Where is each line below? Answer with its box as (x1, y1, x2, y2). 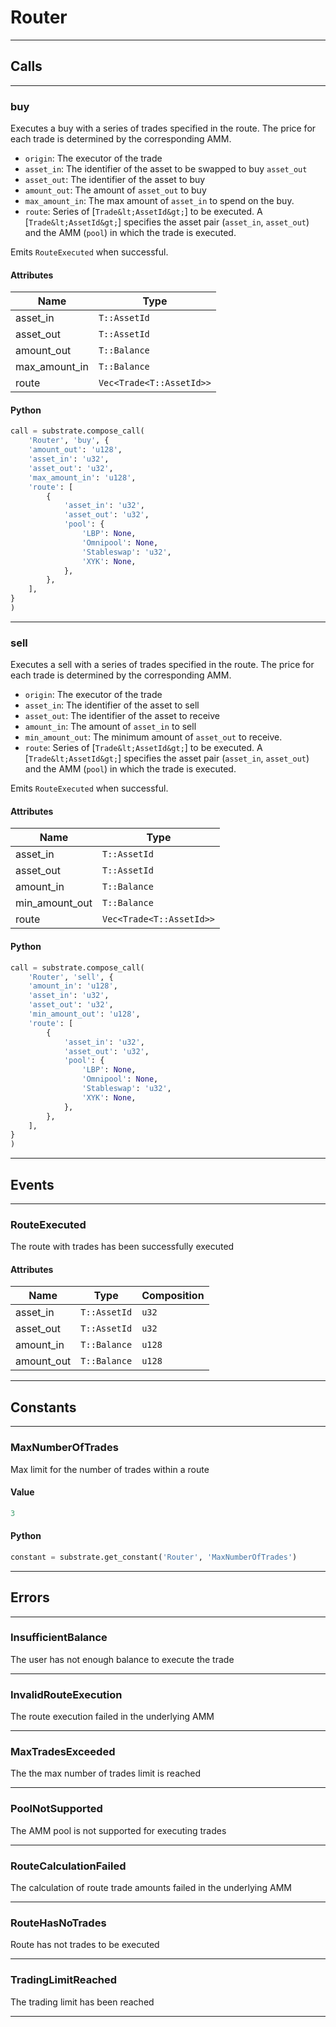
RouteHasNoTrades (10, 1916, 107, 1930)
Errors (10, 1589, 50, 1606)
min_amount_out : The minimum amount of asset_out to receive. (24, 731, 283, 743)
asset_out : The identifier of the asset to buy (24, 174, 206, 186)
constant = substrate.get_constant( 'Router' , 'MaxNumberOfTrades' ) (10, 1552, 298, 1562)
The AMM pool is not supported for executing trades (10, 1824, 227, 1836)
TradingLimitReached (10, 1973, 118, 1987)
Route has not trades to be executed (10, 1939, 160, 1951)
